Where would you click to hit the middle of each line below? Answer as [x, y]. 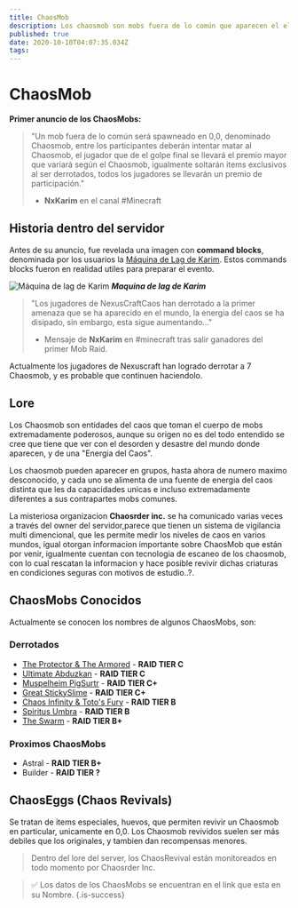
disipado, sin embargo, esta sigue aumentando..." [122, 322]
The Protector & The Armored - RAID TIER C [103, 664]
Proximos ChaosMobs [58, 744]
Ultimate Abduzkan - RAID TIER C [84, 673]
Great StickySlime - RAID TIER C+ [84, 692]
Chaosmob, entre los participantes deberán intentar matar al [141, 146]
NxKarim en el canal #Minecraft [102, 201]
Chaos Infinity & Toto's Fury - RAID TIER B [99, 702]
